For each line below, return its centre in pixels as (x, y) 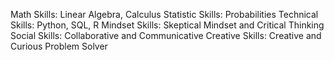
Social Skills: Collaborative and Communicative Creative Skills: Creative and (166, 35)
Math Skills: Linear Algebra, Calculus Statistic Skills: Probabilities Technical (164, 14)
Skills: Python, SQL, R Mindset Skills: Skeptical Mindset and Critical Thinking (167, 25)
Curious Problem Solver (59, 46)
